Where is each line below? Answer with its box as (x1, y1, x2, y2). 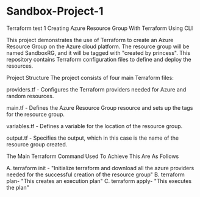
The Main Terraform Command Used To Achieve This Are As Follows (6, 152, 179, 160)
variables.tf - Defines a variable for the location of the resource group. (6, 122, 183, 129)
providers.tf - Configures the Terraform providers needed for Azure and (6, 85, 187, 93)
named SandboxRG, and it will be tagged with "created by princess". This (6, 49, 191, 56)
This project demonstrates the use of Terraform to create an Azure (6, 36, 174, 43)
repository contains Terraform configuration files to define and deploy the (6, 56, 191, 63)
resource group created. (6, 140, 68, 148)
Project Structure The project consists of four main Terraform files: (6, 74, 174, 81)
